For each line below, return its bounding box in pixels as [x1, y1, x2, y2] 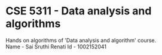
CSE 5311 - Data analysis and [5, 4, 152, 18]
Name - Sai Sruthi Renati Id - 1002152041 [5, 43, 107, 50]
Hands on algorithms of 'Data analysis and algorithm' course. [5, 36, 157, 44]
